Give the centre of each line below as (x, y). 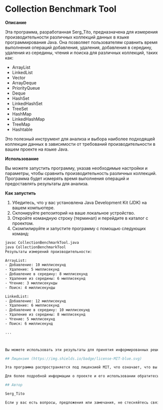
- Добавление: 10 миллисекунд (36, 265)
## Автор (14, 385)
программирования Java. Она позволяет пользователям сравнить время (81, 42)
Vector (19, 78)
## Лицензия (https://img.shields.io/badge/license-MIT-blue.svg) (73, 359)
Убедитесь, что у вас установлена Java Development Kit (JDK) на (79, 202)
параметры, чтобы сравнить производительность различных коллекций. (81, 173)
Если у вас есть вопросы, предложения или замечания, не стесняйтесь (77, 402)
